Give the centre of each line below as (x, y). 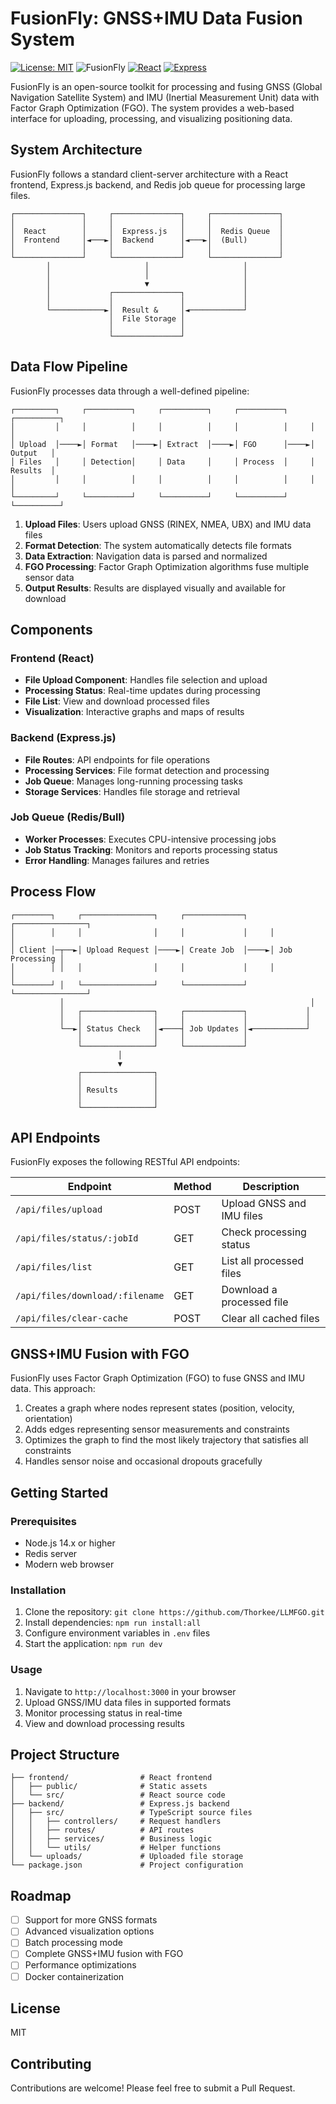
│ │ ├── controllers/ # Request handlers (116, 1822)
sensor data (49, 577)
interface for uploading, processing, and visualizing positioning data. (151, 118)
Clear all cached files (270, 1319)
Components (51, 629)
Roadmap (41, 1895)
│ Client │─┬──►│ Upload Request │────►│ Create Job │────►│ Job (151, 950)
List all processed (263, 1261)
